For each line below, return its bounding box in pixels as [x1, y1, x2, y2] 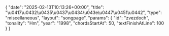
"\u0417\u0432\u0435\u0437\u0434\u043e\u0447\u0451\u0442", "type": [5, 9, 162, 15]
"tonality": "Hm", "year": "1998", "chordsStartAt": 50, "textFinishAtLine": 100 [5, 20, 164, 26]
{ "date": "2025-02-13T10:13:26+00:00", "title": [5, 4, 105, 10]
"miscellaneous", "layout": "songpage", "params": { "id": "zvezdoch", [5, 15, 150, 20]
